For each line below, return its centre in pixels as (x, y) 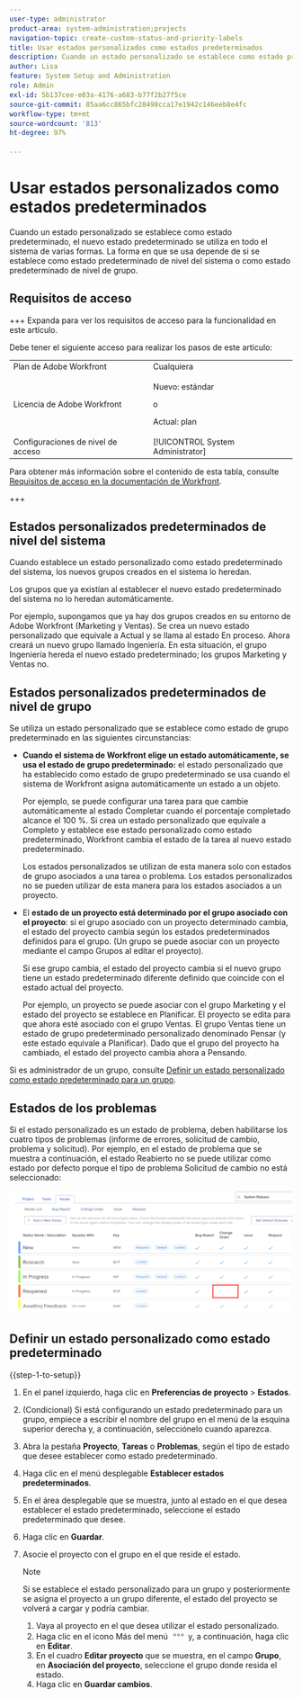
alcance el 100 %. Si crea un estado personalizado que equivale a (144, 821)
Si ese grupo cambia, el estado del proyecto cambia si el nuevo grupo (151, 968)
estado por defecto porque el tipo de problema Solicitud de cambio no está (148, 1168)
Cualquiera (173, 366)
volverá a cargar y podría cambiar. (86, 1608)
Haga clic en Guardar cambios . (94, 1684)
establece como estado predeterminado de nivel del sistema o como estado (150, 260)
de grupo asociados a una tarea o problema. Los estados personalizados (157, 876)
